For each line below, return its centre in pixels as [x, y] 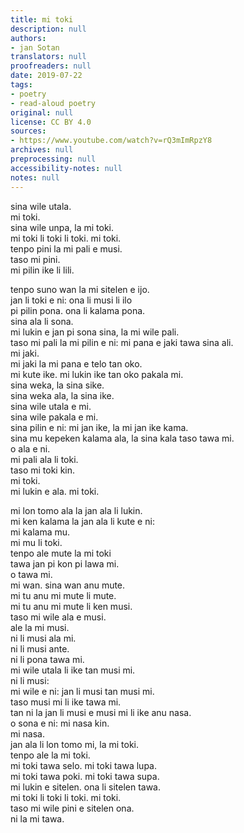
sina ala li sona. [42, 321]
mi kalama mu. [40, 532]
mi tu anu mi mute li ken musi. [71, 606]
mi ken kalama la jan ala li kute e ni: [82, 521]
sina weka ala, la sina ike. [62, 395]
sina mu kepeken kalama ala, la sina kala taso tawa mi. [122, 438]
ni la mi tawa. [37, 818]
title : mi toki [42, 19]
